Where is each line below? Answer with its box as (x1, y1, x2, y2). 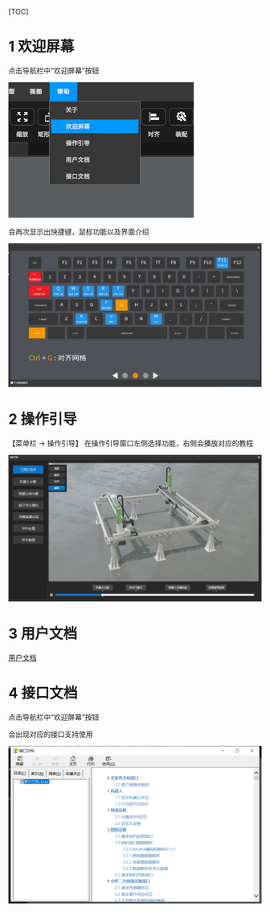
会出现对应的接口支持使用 (8, 729, 93, 739)
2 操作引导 (8, 410, 78, 429)
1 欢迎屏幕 (8, 38, 75, 56)
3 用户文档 (8, 624, 78, 643)
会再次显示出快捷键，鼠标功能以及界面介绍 (8, 226, 149, 236)
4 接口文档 (8, 684, 78, 702)
